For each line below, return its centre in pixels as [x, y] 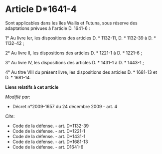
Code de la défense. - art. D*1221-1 [49, 131]
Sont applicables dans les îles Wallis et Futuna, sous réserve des [72, 23]
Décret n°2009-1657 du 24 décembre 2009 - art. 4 [65, 106]
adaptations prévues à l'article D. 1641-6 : [48, 28]
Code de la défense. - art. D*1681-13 [50, 142]
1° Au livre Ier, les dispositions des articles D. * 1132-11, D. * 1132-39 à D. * [81, 38]
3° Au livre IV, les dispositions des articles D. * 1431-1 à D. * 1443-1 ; [75, 62]
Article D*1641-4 [41, 9]
